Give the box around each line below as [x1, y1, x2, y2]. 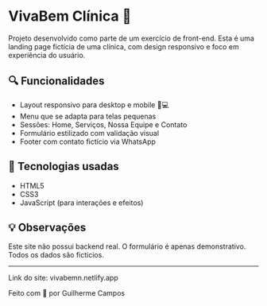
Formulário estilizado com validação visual [19, 128, 160, 138]
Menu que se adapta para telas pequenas [19, 111, 157, 121]
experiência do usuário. [8, 50, 86, 60]
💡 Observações [8, 220, 87, 234]
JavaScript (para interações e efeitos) [19, 198, 144, 207]
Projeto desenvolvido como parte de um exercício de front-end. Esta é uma [8, 33, 254, 43]
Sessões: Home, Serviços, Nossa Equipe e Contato [19, 119, 188, 130]
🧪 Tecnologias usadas [8, 160, 119, 173]
